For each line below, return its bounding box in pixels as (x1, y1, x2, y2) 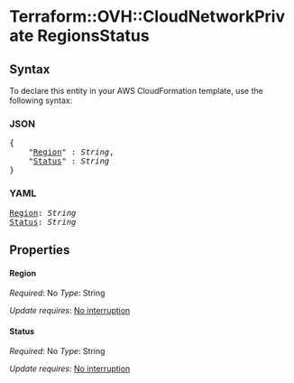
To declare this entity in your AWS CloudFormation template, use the (9, 86, 263, 96)
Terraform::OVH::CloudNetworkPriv (9, 6, 286, 27)
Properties (9, 242, 70, 257)
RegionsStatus (37, 25, 151, 46)
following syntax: (9, 95, 73, 106)
